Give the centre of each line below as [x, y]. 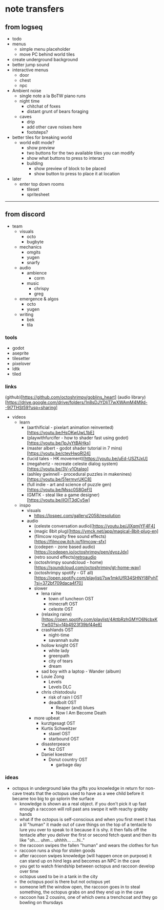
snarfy [33, 262]
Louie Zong [53, 677]
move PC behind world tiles [47, 54]
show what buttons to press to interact [65, 158]
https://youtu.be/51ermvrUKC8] [60, 479]
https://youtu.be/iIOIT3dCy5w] [59, 500]
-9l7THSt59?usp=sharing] [31, 408]
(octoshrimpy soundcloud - [61, 562]
